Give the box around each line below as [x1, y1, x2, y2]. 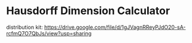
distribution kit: [6, 24, 43, 31]
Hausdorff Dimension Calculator [6, 4, 170, 18]
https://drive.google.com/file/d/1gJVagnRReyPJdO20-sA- [44, 24, 186, 31]
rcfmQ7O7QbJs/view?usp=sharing [6, 29, 92, 37]
